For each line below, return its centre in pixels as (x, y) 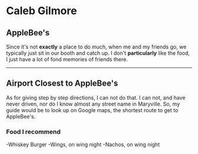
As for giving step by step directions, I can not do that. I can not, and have (96, 97)
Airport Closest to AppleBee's (62, 83)
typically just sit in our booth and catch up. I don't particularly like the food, (98, 53)
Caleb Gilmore (42, 11)
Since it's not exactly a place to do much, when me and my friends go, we (96, 47)
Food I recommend (33, 132)
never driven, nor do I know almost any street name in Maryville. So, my (93, 104)
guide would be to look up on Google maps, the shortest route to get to (92, 110)
